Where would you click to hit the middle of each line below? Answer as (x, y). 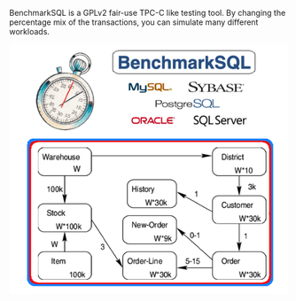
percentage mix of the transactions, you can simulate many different (134, 22)
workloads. (30, 31)
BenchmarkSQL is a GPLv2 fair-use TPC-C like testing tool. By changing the (148, 13)
